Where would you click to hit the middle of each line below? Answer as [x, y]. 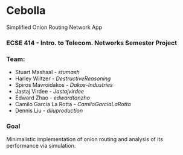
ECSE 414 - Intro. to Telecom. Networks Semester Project [91, 43]
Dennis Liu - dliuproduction [49, 111]
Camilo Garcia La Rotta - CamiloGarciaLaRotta [73, 104]
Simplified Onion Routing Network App [54, 27]
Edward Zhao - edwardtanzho [53, 98]
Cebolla [26, 11]
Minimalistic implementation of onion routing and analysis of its [85, 139]
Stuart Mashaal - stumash [47, 72]
